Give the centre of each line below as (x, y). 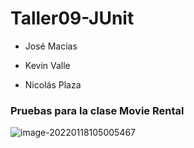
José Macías (51, 46)
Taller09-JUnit (72, 18)
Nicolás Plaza (53, 84)
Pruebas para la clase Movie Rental (97, 110)
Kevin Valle (47, 65)
